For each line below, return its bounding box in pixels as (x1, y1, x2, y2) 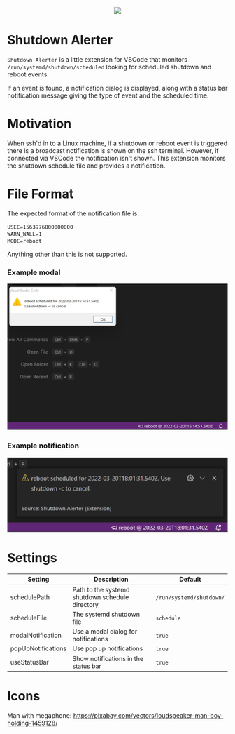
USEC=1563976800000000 (7, 223, 73, 231)
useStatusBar (10, 658, 49, 667)
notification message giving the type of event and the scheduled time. (7, 91, 209, 100)
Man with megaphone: (7, 712, 72, 720)
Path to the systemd (72, 585, 130, 594)
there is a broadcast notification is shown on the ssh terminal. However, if (7, 146, 219, 154)
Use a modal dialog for (72, 627, 138, 636)
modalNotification (10, 631, 62, 639)
